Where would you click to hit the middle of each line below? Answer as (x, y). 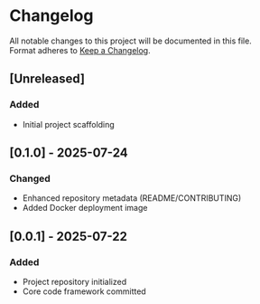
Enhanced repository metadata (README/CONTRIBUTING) (132, 198)
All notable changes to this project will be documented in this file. (131, 41)
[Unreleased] (47, 79)
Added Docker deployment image (85, 208)
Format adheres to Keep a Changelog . (80, 50)
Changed (30, 178)
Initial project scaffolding (68, 124)
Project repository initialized (74, 282)
